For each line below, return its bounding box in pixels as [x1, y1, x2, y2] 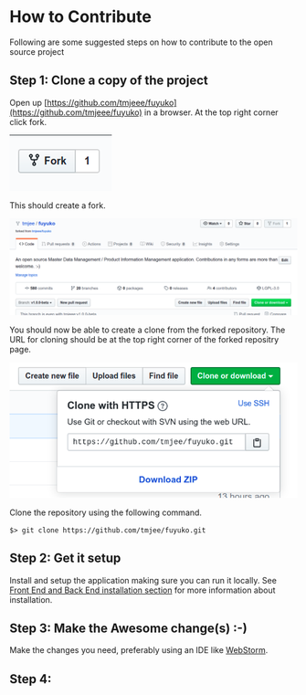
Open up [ [9, 97, 47, 108]
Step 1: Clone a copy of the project [9, 73, 208, 89]
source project [9, 46, 65, 57]
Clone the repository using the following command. [9, 507, 203, 518]
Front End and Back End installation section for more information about [9, 584, 276, 595]
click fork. [9, 116, 47, 127]
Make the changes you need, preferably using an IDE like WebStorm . [9, 645, 269, 656]
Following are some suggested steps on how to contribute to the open [9, 37, 273, 47]
